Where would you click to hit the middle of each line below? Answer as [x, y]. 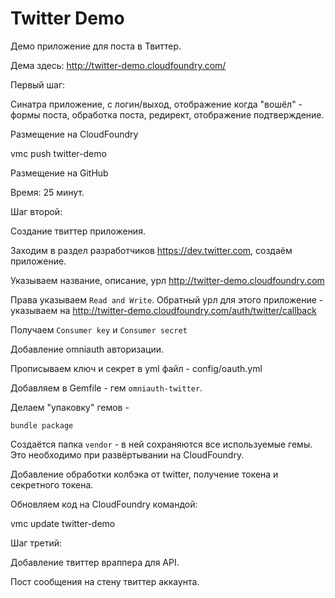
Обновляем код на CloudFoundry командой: [104, 504]
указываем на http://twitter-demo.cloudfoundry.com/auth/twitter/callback [163, 310]
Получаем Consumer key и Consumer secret [99, 329]
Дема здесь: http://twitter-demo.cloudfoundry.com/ [118, 65]
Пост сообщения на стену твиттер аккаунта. [105, 581]
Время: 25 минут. [47, 192]
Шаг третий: [36, 543]
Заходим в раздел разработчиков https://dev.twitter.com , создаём [151, 250]
